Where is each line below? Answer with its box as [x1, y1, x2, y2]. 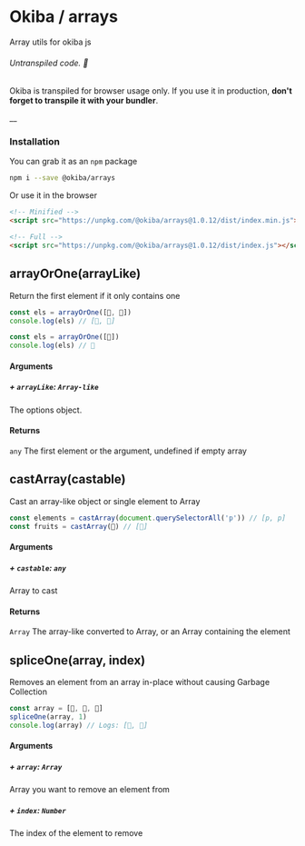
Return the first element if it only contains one [9, 290, 181, 301]
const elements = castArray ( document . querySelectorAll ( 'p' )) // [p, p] [9, 513, 286, 523]
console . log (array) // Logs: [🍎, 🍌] [9, 721, 148, 730]
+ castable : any [9, 562, 66, 573]
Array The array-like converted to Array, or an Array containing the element [9, 626, 290, 637]
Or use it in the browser [9, 190, 98, 201]
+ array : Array [9, 761, 63, 771]
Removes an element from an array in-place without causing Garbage [9, 677, 271, 688]
